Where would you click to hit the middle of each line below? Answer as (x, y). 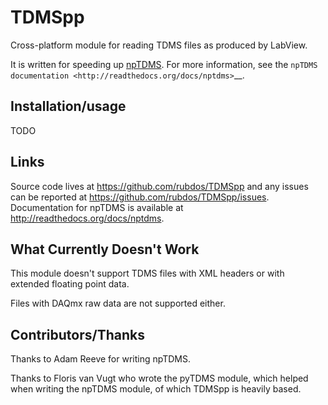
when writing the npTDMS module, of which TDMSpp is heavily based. (156, 389)
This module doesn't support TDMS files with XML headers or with (147, 273)
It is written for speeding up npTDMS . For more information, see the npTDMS (164, 64)
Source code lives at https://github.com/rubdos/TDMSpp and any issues (159, 186)
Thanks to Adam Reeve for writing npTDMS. (101, 359)
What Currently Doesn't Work (105, 249)
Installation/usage (68, 106)
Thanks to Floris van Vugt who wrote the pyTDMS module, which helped (159, 378)
